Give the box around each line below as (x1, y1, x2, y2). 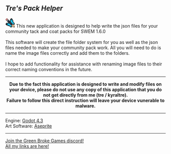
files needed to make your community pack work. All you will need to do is (5, 45, 161, 51)
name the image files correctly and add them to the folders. (5, 50, 130, 56)
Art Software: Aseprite (5, 123, 52, 129)
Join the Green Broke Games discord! (5, 138, 84, 144)
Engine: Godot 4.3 (5, 117, 43, 123)
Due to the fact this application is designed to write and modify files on (9, 81, 162, 87)
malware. (75, 102, 96, 109)
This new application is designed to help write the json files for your (16, 23, 158, 29)
